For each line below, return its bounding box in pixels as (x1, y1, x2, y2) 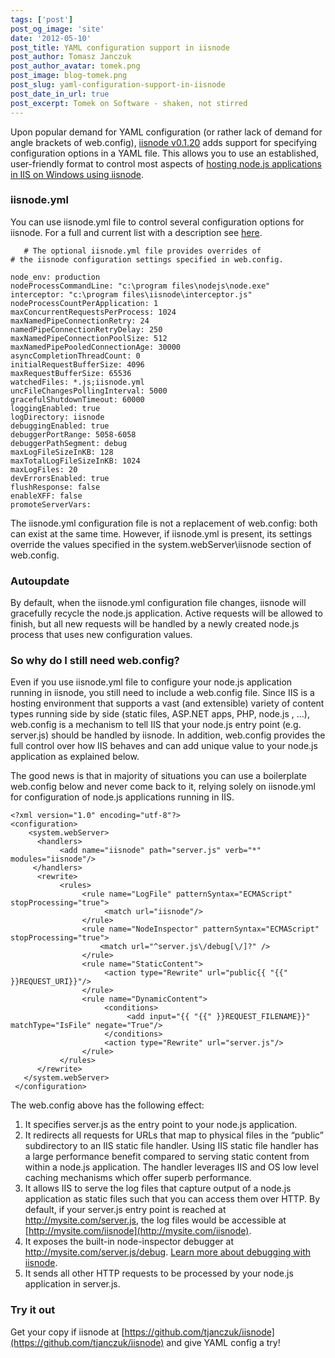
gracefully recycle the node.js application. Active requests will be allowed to (10, 607, 323, 620)
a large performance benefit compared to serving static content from (24, 1151, 310, 1163)
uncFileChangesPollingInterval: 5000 (10, 386, 168, 396)
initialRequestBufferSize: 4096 (10, 359, 145, 370)
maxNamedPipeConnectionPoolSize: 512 (10, 333, 168, 343)
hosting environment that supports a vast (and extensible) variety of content (10, 697, 325, 710)
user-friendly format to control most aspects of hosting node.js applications (10, 157, 322, 170)
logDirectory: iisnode (10, 412, 105, 422)
